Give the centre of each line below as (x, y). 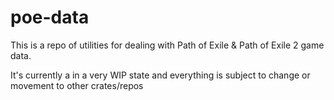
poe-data (50, 17)
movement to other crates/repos (77, 85)
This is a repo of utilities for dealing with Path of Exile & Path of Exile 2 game (167, 45)
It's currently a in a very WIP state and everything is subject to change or (160, 75)
